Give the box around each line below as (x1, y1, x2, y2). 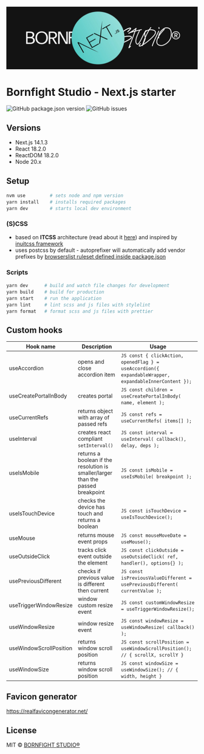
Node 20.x (15, 158, 42, 166)
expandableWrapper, (121, 372, 171, 378)
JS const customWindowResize (121, 599, 195, 606)
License (6, 725, 37, 735)
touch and (78, 510, 103, 517)
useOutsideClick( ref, (121, 554, 178, 560)
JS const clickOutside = (121, 547, 184, 553)
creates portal (78, 392, 113, 399)
